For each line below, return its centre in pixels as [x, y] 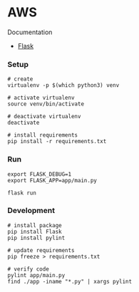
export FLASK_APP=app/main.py [52, 180]
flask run [22, 193]
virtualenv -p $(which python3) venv [63, 85]
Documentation [30, 32]
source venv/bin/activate [46, 104]
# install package [35, 225]
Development [31, 211]
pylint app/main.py [36, 275]
